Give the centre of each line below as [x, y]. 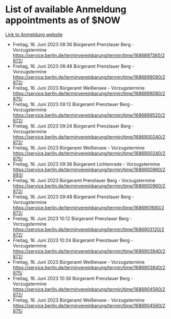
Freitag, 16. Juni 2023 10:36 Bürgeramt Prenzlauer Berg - [73, 278]
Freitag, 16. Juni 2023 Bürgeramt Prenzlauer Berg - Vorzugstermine [84, 180]
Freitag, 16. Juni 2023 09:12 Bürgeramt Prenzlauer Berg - [73, 104]
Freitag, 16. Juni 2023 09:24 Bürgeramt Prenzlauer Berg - [73, 126]
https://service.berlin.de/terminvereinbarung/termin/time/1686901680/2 [89, 207]
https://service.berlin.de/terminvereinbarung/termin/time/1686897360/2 [89, 55]
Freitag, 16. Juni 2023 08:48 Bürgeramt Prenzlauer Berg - [73, 66]
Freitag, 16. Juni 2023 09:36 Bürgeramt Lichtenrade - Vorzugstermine [86, 164]
